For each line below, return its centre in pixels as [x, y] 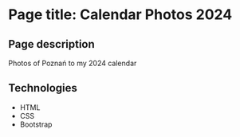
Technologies [43, 88]
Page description [52, 44]
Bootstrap [36, 124]
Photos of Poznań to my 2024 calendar [73, 63]
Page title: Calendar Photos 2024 [120, 15]
